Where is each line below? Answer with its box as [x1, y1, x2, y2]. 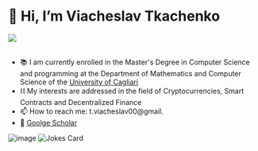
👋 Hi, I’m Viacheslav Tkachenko [8, 7, 221, 25]
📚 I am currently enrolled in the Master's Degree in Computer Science [19, 57, 250, 67]
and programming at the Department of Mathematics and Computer [19, 68, 242, 78]
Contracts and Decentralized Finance [19, 97, 142, 106]
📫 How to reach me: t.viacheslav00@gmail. [19, 106, 164, 116]
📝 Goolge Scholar [19, 118, 78, 127]
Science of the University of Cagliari [19, 77, 139, 87]
